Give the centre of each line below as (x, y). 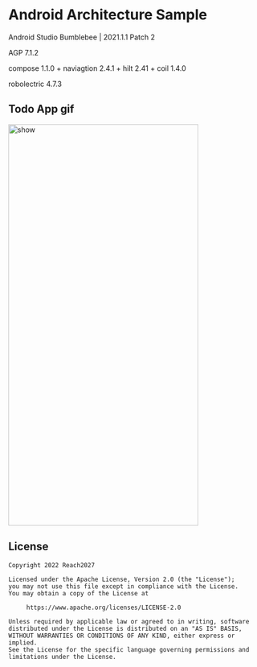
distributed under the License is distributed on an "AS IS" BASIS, (125, 628)
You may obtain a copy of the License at (79, 593)
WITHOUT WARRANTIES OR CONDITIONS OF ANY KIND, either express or (122, 636)
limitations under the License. (62, 657)
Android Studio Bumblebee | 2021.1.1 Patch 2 (82, 37)
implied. (23, 642)
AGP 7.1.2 (23, 52)
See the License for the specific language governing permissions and (129, 649)
